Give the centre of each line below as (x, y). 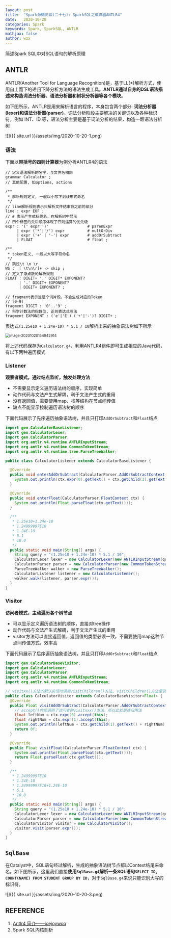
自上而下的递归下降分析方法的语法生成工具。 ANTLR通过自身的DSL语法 (84, 89)
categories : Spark (25, 24)
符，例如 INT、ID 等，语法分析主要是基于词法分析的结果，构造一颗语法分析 (84, 119)
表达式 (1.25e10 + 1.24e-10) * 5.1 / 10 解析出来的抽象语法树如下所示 (78, 326)
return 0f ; (26, 729)
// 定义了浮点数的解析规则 (30, 274)
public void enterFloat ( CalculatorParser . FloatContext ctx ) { (77, 498)
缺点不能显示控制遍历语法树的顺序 (48, 407)
